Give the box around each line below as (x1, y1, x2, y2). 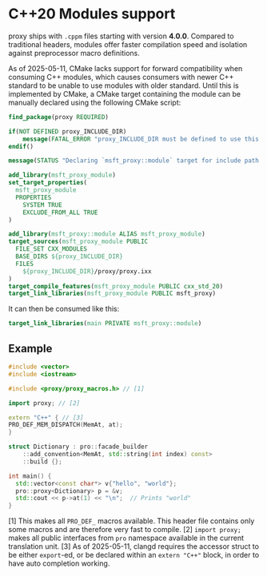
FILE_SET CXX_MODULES (15, 245, 88, 253)
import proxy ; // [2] (8, 399, 81, 407)
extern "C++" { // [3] (8, 413, 84, 422)
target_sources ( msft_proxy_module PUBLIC (8, 237, 149, 246)
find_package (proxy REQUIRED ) (8, 113, 110, 121)
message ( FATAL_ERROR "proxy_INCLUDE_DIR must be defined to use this (22, 135, 260, 143)
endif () (8, 142, 34, 150)
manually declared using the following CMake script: (8, 97, 181, 107)
